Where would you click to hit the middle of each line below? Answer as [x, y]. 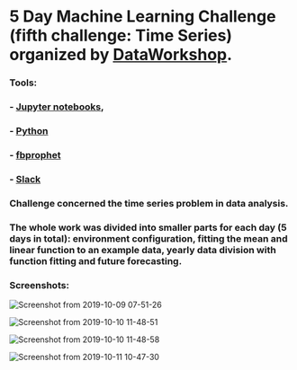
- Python [29, 130]
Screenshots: [40, 285]
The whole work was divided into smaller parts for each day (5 [148, 227]
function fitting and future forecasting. [96, 260]
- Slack [25, 179]
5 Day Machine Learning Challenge [143, 17]
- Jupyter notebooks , [57, 107]
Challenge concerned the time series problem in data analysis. [149, 203]
